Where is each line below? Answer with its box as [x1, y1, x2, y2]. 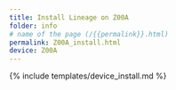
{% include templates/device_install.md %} [9, 70, 167, 81]
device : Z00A [9, 46, 58, 55]
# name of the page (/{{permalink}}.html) [9, 29, 169, 38]
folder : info [9, 21, 58, 30]
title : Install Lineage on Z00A [9, 12, 129, 22]
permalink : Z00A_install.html [9, 37, 122, 47]
